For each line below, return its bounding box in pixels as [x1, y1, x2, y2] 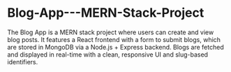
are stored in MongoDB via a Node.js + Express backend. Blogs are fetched [7, 43, 225, 51]
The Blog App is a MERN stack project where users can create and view [7, 28, 214, 36]
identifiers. [7, 57, 38, 66]
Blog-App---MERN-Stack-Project [7, 5, 204, 21]
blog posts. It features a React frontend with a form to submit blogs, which [7, 35, 221, 43]
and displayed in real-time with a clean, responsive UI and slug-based [7, 50, 208, 59]
